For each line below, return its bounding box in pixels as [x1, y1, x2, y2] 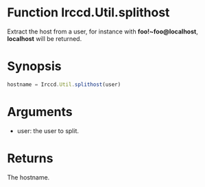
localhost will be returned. [7, 34, 82, 42]
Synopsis [7, 59, 62, 74]
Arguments [7, 104, 73, 119]
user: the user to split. [16, 126, 79, 134]
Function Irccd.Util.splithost [7, 5, 170, 20]
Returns [7, 150, 53, 166]
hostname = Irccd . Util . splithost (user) [7, 81, 121, 88]
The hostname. [7, 173, 50, 182]
